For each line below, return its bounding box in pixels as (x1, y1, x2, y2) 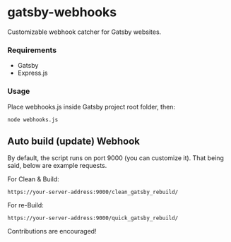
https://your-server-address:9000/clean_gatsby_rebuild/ (7, 188, 179, 196)
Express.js (17, 68, 48, 78)
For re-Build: (7, 201, 44, 210)
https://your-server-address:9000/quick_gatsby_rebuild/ (7, 214, 179, 222)
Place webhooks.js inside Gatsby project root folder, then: (7, 102, 175, 111)
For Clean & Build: (7, 175, 60, 183)
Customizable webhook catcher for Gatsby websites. (7, 28, 162, 36)
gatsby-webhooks (7, 4, 117, 20)
